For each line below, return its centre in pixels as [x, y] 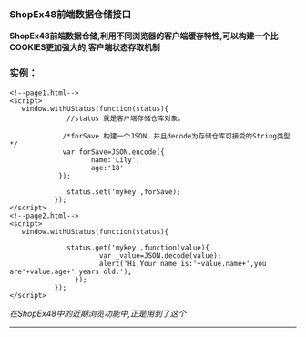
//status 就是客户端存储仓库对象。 [126, 118]
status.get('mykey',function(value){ [138, 248]
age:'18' [107, 168]
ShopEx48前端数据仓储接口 [71, 14]
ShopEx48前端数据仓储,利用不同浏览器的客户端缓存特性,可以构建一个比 [144, 36]
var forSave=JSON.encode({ [114, 152]
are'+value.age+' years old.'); [71, 271]
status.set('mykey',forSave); [124, 192]
